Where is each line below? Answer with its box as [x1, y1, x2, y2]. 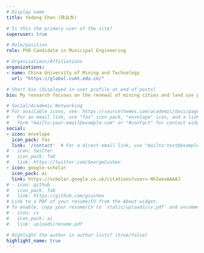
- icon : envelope [6, 131, 50, 137]
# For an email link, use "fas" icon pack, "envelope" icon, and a [6, 114, 186, 120]
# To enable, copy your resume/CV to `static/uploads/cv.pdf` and [6, 204, 178, 211]
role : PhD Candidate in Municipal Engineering [6, 48, 126, 54]
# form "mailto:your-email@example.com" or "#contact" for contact [6, 120, 186, 126]
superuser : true [6, 31, 47, 37]
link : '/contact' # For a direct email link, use [12, 142, 143, 148]
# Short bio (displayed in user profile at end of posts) [6, 86, 156, 93]
